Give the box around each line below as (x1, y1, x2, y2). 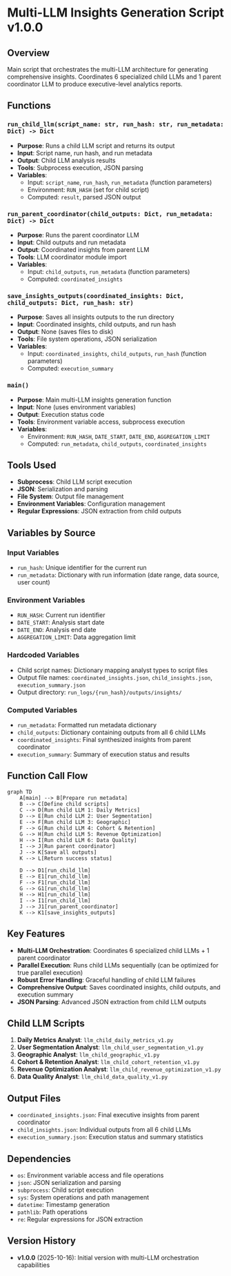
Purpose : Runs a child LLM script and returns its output (17, 141, 175, 150)
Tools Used (7, 459, 57, 471)
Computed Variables (7, 705, 78, 715)
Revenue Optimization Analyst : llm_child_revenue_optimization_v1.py (17, 1065, 221, 1074)
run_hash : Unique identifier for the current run (17, 564, 147, 572)
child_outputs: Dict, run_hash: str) (7, 299, 134, 306)
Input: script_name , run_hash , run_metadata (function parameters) (27, 178, 212, 186)
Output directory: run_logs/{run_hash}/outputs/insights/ (17, 688, 182, 696)
